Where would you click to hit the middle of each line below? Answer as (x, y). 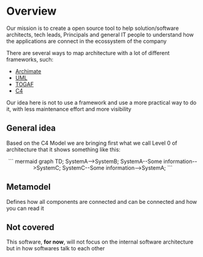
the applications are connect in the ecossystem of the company (87, 41)
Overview (31, 11)
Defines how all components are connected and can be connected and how (102, 201)
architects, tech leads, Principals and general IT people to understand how (100, 34)
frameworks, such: (30, 59)
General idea (31, 128)
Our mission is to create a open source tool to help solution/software (93, 28)
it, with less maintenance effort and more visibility (69, 109)
